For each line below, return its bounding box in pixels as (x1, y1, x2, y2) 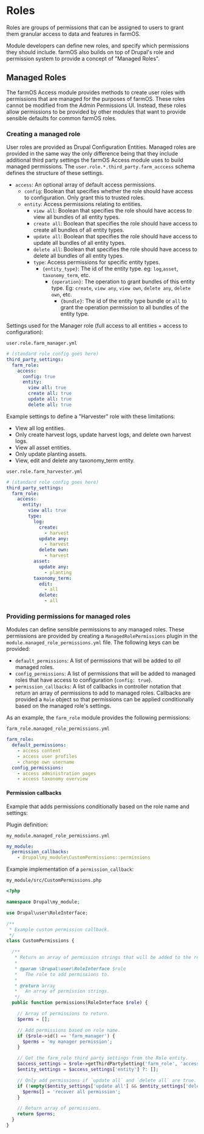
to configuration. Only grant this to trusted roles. (24, 194, 145, 201)
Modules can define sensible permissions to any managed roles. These (6, 626, 185, 633)
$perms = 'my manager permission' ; (22, 1039, 113, 1045)
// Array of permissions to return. (17, 1011, 110, 1017)
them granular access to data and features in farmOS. (6, 30, 141, 37)
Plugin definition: (6, 821, 49, 828)
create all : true (28, 390, 72, 397)
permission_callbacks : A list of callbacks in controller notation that (15, 683, 182, 690)
